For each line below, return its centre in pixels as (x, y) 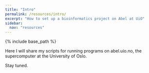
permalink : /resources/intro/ (36, 14)
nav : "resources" (27, 28)
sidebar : (14, 23)
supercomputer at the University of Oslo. (46, 56)
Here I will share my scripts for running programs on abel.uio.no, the (74, 51)
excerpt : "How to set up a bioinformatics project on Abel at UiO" (75, 18)
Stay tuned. (17, 66)
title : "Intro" (20, 9)
